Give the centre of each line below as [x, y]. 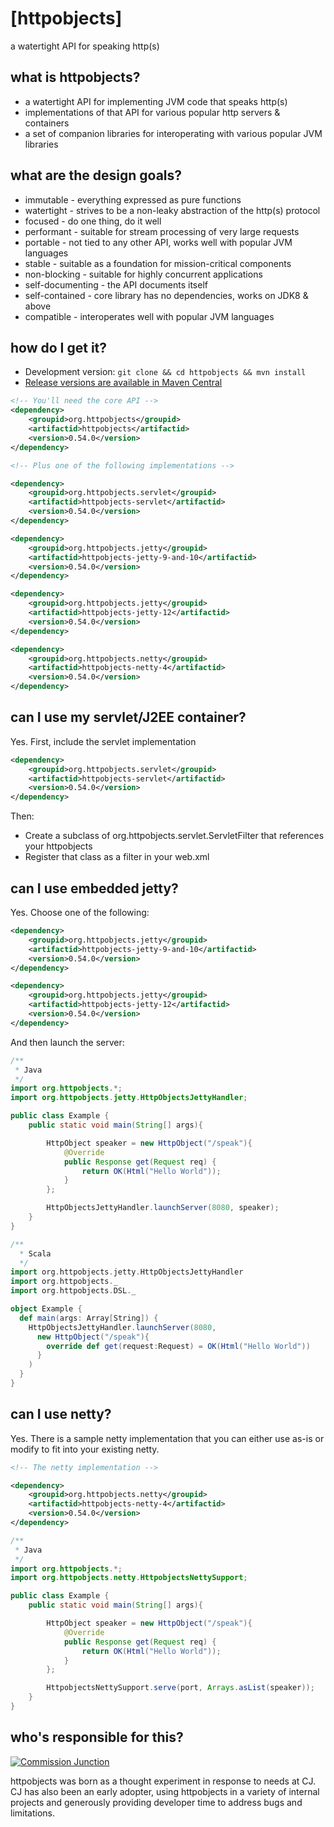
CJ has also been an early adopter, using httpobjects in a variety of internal [165, 1791]
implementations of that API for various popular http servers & [152, 112]
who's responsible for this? [97, 1737]
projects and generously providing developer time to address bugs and [156, 1802]
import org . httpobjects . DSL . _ [73, 1291]
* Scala [35, 1253]
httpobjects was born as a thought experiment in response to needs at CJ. [163, 1781]
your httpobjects [58, 846]
